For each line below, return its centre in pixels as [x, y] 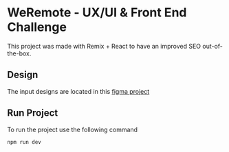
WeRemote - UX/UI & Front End [97, 13]
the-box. [19, 53]
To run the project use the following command [73, 129]
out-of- [213, 46]
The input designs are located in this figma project [78, 91]
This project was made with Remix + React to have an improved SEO [104, 46]
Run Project [33, 113]
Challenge [37, 27]
